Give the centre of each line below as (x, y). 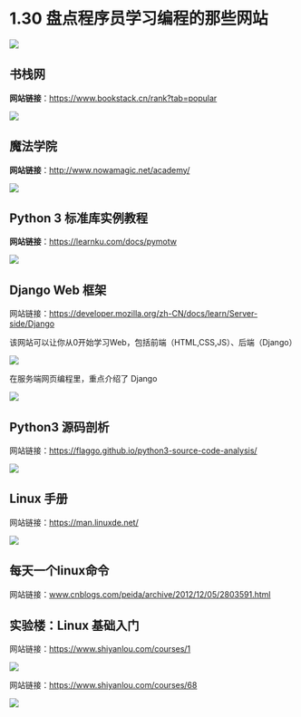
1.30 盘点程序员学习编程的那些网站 (139, 19)
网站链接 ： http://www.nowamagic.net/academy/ (100, 170)
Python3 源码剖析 (59, 427)
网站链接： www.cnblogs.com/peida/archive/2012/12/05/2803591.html (140, 594)
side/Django (32, 324)
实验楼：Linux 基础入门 (74, 626)
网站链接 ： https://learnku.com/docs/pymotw (93, 242)
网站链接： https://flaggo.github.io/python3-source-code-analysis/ (133, 451)
